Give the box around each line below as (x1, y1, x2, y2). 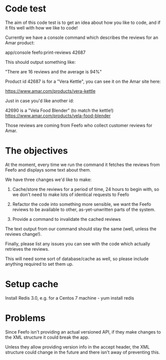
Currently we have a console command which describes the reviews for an (5, 34, 159, 40)
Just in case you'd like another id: (5, 98, 75, 104)
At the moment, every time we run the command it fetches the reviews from (5, 162, 160, 168)
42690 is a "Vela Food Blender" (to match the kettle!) (5, 107, 114, 113)
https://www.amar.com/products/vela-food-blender (5, 113, 111, 119)
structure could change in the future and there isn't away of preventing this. (5, 349, 161, 355)
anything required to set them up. (5, 261, 74, 267)
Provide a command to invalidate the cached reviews (12, 216, 121, 222)
